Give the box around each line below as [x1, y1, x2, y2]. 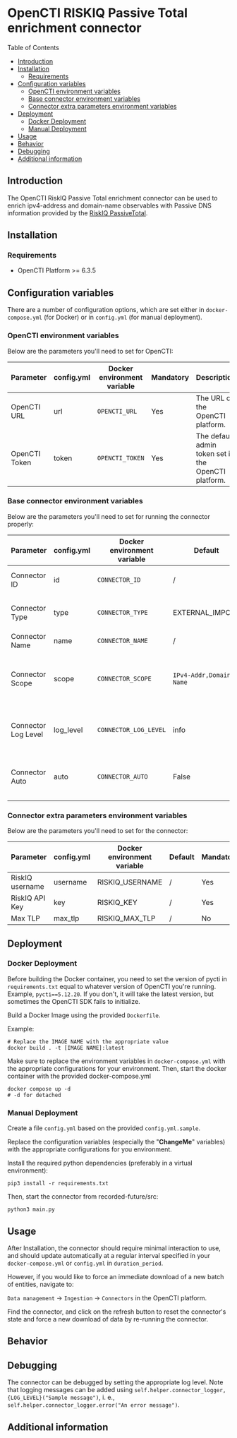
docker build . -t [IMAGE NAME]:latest [7, 1044, 125, 1051]
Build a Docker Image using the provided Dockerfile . [7, 1011, 161, 1019]
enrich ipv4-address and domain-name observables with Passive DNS [7, 201, 212, 210]
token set [195, 448, 227, 458]
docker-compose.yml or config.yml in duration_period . [7, 1259, 164, 1267]
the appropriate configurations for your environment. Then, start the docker [7, 1064, 227, 1072]
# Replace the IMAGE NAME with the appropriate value [7, 1038, 169, 1045]
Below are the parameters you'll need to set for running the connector [7, 512, 210, 520]
